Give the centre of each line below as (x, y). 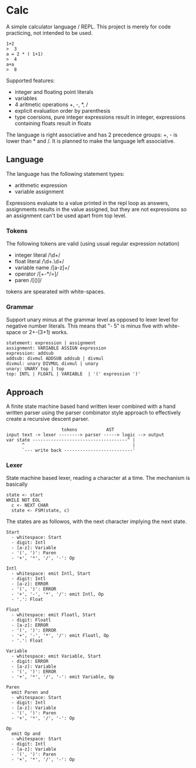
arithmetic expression (41, 185)
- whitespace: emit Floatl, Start (54, 615)
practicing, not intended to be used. (49, 32)
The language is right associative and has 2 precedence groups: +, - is (92, 135)
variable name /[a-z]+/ (42, 268)
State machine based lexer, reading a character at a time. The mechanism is (98, 478)
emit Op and (26, 734)
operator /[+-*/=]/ (36, 274)
